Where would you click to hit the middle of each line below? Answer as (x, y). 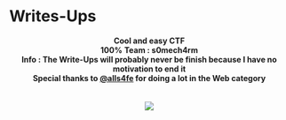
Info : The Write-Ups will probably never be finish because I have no (149, 59)
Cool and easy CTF (149, 41)
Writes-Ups (53, 16)
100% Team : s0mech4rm (149, 49)
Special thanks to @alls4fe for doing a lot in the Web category (149, 78)
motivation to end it (149, 69)
